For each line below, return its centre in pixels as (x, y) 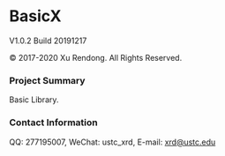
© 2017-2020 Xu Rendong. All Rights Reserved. (96, 57)
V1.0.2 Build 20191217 (48, 41)
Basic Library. (34, 100)
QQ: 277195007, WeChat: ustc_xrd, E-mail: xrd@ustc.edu (112, 142)
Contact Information (54, 123)
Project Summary (47, 80)
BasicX (35, 16)
